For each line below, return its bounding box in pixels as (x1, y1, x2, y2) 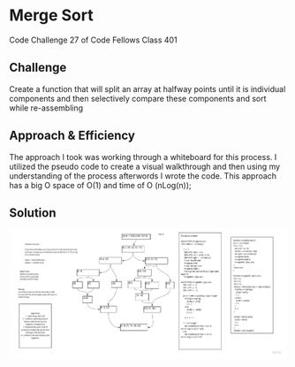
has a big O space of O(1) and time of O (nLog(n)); (9, 180, 192, 190)
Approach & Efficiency (9, 128, 135, 143)
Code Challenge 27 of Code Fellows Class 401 (9, 34, 178, 45)
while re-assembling (9, 103, 84, 113)
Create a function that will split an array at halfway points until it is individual (9, 83, 286, 94)
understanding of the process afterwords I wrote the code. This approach (9, 170, 276, 181)
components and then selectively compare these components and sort (9, 93, 267, 103)
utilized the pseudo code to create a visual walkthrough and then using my (9, 161, 281, 172)
